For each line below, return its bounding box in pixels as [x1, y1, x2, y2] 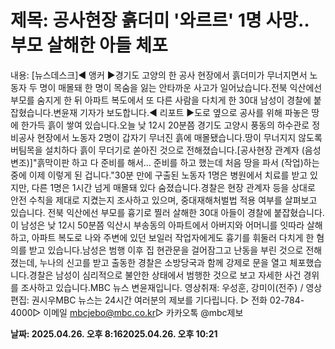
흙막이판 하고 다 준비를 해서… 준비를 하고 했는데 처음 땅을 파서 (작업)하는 [36, 156, 320, 168]
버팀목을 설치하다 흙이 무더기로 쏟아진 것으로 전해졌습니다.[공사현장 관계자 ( [10, 144, 305, 156]
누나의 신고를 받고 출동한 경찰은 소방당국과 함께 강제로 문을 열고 [39, 256, 288, 268]
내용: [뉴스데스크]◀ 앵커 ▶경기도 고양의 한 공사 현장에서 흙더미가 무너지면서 [10, 69, 308, 81]
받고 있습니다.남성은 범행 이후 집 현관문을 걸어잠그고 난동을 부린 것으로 [28, 244, 304, 256]
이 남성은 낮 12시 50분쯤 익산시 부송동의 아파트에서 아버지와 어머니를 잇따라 [10, 219, 305, 231]
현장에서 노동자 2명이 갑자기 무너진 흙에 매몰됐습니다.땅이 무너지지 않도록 [36, 131, 323, 143]
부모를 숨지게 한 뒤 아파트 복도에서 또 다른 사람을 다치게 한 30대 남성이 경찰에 [10, 94, 312, 106]
